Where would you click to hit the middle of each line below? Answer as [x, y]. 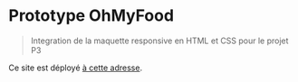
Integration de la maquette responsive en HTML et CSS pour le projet [159, 41]
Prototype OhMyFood [91, 16]
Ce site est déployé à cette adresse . [75, 68]
